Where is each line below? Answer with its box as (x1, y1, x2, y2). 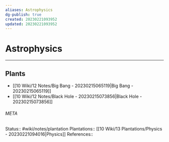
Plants (5, 69, 26, 78)
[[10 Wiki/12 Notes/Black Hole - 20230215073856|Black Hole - (12, 94, 142, 99)
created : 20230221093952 (5, 17, 57, 22)
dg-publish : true (5, 12, 42, 17)
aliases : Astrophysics (5, 7, 53, 13)
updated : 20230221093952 (5, 21, 57, 27)
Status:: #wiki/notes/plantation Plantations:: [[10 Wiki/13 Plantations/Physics (5, 126, 162, 132)
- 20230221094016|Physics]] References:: (5, 131, 94, 137)
